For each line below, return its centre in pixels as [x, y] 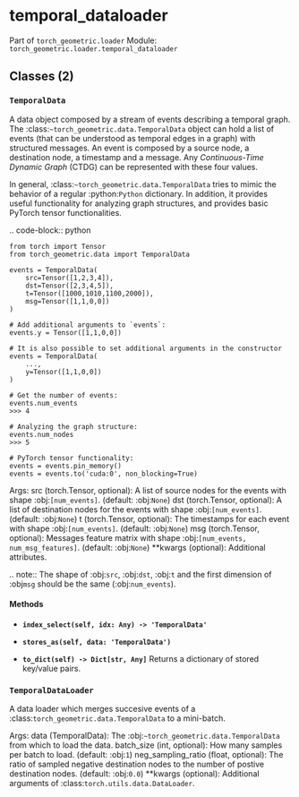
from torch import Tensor [57, 246]
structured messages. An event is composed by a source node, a [129, 148]
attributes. [28, 557]
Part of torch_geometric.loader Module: [83, 40]
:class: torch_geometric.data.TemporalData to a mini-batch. [117, 718]
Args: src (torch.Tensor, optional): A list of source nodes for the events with [148, 490]
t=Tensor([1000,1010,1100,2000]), [90, 293]
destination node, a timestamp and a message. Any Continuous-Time [137, 157]
